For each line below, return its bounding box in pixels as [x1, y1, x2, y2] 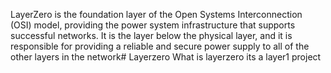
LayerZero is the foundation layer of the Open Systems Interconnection [10, 9, 303, 20]
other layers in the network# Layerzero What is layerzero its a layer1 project [10, 51, 322, 63]
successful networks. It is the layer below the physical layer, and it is [10, 30, 293, 41]
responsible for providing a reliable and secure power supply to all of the [10, 40, 310, 52]
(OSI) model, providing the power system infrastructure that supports [10, 19, 296, 31]
